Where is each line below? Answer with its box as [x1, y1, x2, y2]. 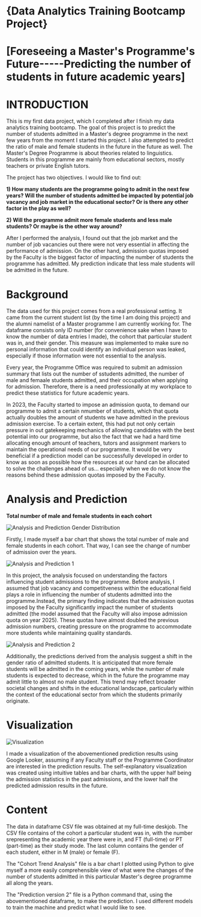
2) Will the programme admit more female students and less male [6, 217, 172, 224]
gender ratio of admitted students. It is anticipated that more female [6, 659, 173, 666]
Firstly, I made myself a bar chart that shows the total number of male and [6, 536, 189, 543]
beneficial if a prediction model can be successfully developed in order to [6, 452, 188, 460]
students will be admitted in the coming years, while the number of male [6, 665, 185, 673]
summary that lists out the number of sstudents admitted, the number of [6, 370, 185, 377]
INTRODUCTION [6, 97, 89, 111]
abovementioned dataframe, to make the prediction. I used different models [6, 898, 193, 905]
